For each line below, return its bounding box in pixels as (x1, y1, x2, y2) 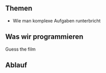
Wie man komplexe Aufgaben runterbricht (12, 17, 101, 23)
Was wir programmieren (5, 33, 84, 41)
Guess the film (5, 46, 36, 52)
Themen (5, 4, 33, 13)
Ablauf (5, 61, 28, 69)
